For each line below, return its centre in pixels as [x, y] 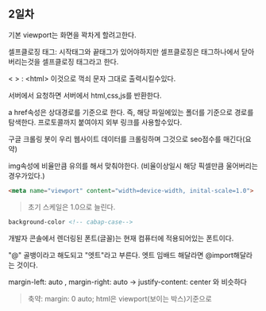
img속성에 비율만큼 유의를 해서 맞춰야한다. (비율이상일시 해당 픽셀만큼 [116, 166]
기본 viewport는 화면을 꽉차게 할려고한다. [72, 35]
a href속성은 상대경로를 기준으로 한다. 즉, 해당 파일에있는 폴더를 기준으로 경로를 [131, 112]
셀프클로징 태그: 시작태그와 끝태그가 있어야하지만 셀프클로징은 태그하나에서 [124, 52]
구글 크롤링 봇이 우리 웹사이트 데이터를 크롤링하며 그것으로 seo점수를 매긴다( [127, 139]
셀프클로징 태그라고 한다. [81, 61]
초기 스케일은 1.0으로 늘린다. [71, 207]
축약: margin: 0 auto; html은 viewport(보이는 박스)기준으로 [120, 298]
